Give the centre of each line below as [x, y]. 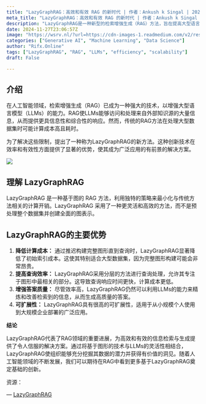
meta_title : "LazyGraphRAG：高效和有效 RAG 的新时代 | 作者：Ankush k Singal [102, 18]
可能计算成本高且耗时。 [52, 129]
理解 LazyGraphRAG [45, 182]
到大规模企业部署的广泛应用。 [53, 312]
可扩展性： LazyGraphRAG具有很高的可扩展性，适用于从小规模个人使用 [105, 304]
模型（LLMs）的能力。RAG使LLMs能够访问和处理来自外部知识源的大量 [101, 113]
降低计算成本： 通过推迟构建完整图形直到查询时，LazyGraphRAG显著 [102, 251]
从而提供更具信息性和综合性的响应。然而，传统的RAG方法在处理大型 [103, 121]
